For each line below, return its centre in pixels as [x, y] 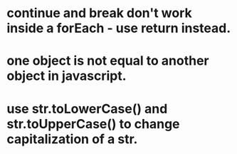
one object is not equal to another [108, 61]
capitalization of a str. [72, 139]
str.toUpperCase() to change [93, 124]
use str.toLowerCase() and [87, 109]
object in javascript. [67, 76]
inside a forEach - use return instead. [119, 28]
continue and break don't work [100, 13]
